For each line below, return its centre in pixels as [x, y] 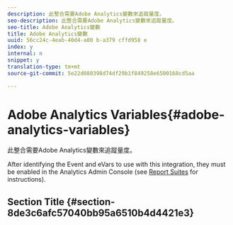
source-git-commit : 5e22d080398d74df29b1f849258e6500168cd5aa [101, 73]
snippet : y [23, 60]
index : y [20, 47]
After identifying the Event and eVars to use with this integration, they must [116, 165]
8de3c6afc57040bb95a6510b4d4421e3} [101, 213]
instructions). [27, 180]
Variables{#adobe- [167, 115]
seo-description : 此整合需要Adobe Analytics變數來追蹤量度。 [92, 21]
